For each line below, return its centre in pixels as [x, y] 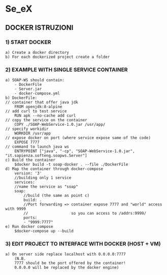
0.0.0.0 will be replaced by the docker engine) [67, 268]
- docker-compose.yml [37, 94]
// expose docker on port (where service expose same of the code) [78, 138]
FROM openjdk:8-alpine [38, 107]
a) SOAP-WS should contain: [35, 80]
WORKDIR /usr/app [33, 133]
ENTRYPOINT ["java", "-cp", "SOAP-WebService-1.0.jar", [75, 151]
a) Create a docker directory [37, 52]
